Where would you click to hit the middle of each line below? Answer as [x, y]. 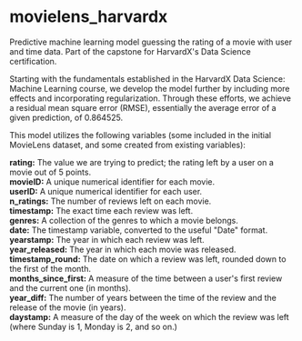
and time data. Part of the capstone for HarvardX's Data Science [131, 51]
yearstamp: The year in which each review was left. [107, 239]
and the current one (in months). [70, 287]
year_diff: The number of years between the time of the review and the [143, 297]
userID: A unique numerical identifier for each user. [106, 191]
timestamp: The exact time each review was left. [101, 210]
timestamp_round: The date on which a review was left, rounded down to [148, 259]
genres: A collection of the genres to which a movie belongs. [124, 220]
